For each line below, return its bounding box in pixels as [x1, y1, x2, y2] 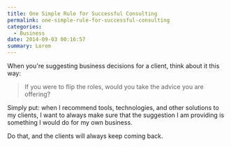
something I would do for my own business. [7, 118, 133, 126]
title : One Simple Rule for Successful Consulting [7, 10, 158, 17]
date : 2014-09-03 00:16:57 [7, 36, 86, 43]
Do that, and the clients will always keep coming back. [7, 132, 163, 140]
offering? [24, 90, 51, 98]
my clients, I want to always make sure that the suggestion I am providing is [7, 111, 225, 119]
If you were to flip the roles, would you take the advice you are [24, 83, 204, 91]
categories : [7, 23, 42, 30]
